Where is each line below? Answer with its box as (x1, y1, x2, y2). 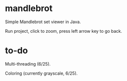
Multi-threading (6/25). (5, 61, 51, 67)
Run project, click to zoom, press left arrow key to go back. (5, 28, 122, 34)
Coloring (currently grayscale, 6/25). (5, 70, 78, 76)
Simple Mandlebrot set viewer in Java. (5, 19, 81, 25)
